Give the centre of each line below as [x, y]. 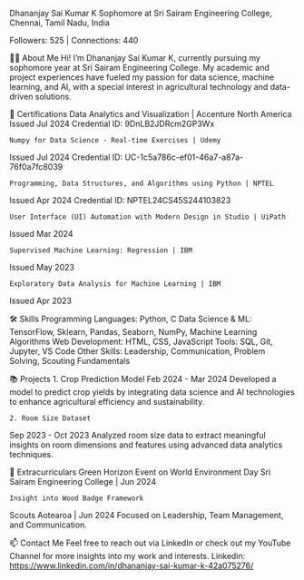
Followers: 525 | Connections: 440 [74, 40]
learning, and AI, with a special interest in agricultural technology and [139, 87]
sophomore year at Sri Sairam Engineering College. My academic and [139, 68]
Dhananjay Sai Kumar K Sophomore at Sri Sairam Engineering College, [141, 13]
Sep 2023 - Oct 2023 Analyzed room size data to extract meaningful [137, 435]
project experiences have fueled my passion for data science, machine [142, 77]
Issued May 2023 [42, 267]
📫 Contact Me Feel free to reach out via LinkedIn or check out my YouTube [150, 543]
